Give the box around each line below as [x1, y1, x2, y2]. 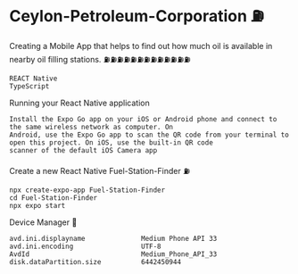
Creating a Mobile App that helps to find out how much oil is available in [9, 40, 273, 51]
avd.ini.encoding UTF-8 [9, 242, 162, 251]
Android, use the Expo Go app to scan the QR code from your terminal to [9, 130, 290, 139]
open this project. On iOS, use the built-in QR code [9, 137, 214, 147]
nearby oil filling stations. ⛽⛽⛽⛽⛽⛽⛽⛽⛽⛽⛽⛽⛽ [9, 54, 191, 64]
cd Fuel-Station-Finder [9, 193, 98, 203]
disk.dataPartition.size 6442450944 [9, 257, 181, 266]
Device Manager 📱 [9, 217, 78, 228]
